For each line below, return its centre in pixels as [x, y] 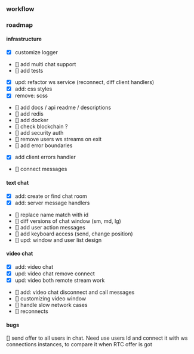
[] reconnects [32, 311]
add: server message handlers [52, 203]
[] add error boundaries [44, 145]
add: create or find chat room [51, 196]
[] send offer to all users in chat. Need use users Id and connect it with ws [97, 338]
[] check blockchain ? [41, 126]
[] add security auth [39, 133]
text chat [18, 182]
